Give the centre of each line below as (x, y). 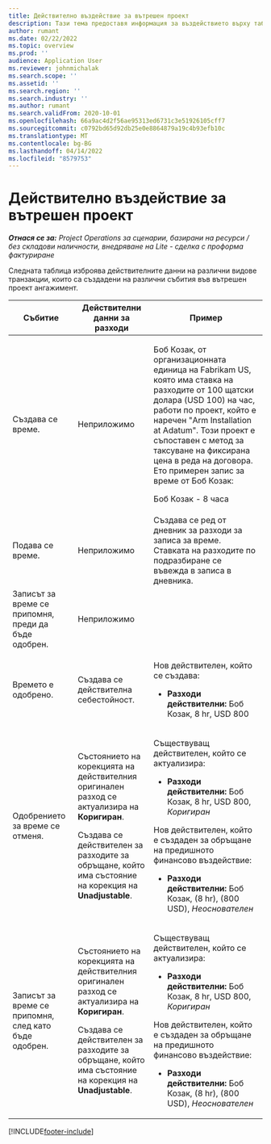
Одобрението (39, 816)
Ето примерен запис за (198, 471)
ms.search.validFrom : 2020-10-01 (65, 114)
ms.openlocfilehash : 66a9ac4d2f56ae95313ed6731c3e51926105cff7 (117, 121)
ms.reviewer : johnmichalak (54, 69)
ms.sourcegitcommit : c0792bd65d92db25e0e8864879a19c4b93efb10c (117, 128)
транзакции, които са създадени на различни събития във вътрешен (128, 279)
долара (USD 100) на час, (204, 400)
